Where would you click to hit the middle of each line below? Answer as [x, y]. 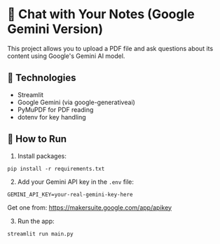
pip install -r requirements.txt [56, 168]
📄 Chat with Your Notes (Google [101, 14]
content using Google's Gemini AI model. [66, 56]
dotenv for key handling [51, 117]
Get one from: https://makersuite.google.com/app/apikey [90, 207]
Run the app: [36, 221]
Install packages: [42, 156]
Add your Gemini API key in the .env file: [76, 182]
